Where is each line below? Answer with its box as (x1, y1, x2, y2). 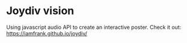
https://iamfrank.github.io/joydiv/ (6, 29, 88, 37)
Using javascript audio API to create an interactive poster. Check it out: (6, 24, 182, 31)
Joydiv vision (6, 4, 75, 18)
